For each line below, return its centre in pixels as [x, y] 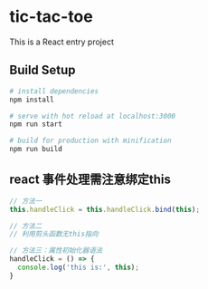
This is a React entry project [62, 42]
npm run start [36, 124]
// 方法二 [26, 226]
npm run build [36, 149]
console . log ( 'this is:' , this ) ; [79, 268]
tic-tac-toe [51, 17]
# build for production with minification [90, 141]
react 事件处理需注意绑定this [90, 180]
